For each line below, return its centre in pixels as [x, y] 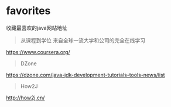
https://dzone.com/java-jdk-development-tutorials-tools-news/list [85, 75]
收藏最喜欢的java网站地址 [37, 28]
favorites [28, 11]
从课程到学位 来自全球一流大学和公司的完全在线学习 [83, 40]
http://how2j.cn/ [25, 98]
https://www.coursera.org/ [38, 52]
